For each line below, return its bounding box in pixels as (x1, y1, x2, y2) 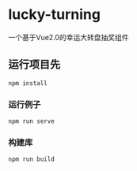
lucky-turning (8, 6, 101, 24)
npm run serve (8, 117, 55, 125)
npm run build (8, 155, 55, 163)
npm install (8, 79, 48, 87)
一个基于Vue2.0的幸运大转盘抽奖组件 (8, 32, 129, 42)
